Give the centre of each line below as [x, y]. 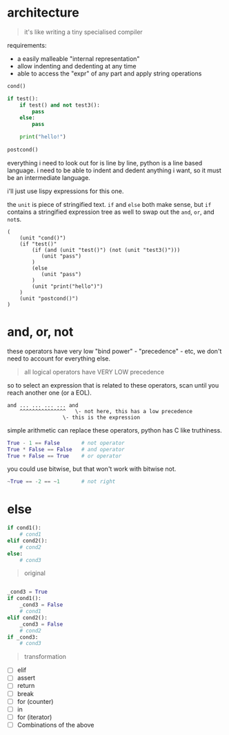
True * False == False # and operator [66, 449]
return [26, 686]
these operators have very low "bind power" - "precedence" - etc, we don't [114, 351]
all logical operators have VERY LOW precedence [94, 372]
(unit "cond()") [43, 238]
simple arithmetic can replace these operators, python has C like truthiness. [114, 430]
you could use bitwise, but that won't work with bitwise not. [92, 469]
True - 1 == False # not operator [66, 443]
